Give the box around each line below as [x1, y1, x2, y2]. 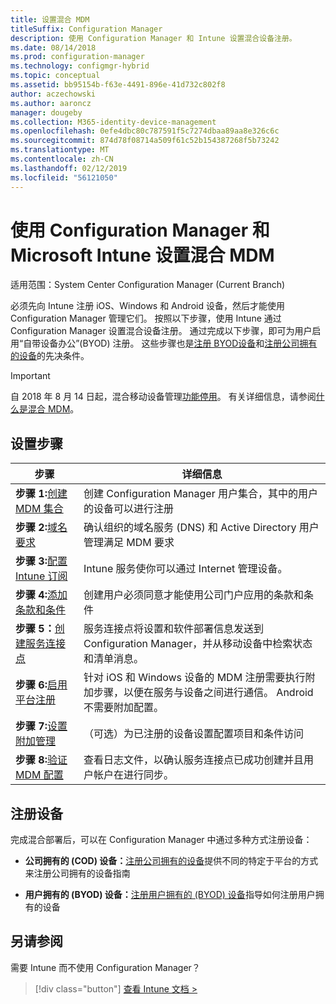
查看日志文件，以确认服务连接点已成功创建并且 [83, 753, 305, 767]
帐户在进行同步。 [93, 768, 175, 782]
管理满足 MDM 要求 [83, 536, 175, 550]
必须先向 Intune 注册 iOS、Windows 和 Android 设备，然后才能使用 [10, 300, 285, 312]
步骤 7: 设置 [15, 719, 68, 733]
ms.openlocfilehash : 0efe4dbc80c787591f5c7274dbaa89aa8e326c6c [10, 126, 280, 136]
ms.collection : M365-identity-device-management [10, 117, 217, 127]
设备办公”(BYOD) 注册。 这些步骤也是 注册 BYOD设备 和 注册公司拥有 [40, 337, 318, 350]
